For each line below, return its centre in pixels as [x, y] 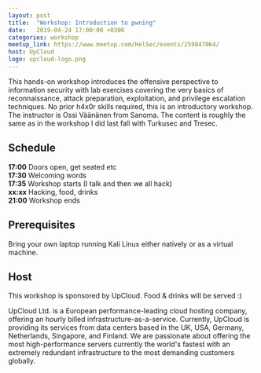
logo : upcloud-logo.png [47, 60]
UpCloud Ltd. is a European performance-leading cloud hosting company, [128, 311]
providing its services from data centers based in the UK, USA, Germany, [126, 327]
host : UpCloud [31, 52]
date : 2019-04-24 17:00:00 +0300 [66, 30]
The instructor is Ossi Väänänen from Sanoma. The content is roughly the [127, 115]
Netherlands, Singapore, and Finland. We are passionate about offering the [129, 336]
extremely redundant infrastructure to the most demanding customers [121, 353]
